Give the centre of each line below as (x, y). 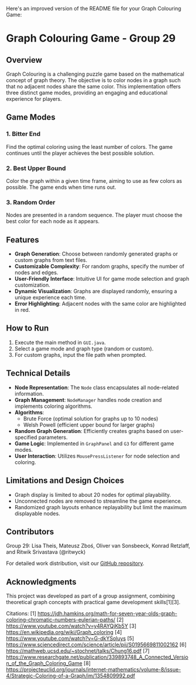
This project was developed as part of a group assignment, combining (91, 596)
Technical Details (38, 374)
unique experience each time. (50, 298)
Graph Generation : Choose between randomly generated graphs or (96, 254)
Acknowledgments (42, 582)
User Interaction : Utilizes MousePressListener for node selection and (97, 456)
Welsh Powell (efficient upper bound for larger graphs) (89, 425)
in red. (22, 310)
